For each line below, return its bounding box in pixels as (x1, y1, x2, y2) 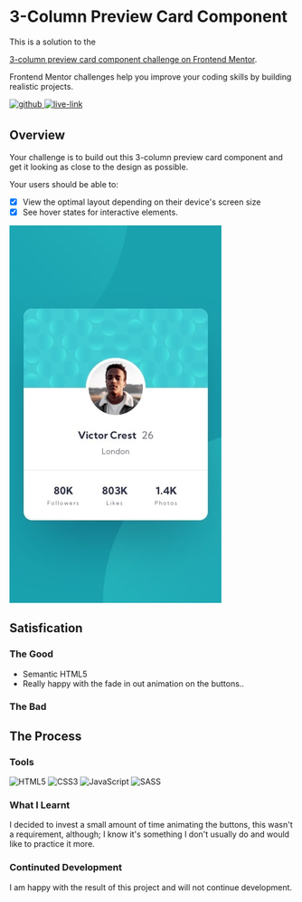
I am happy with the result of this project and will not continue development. (9, 881, 292, 893)
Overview (9, 128, 66, 143)
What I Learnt (9, 799, 71, 811)
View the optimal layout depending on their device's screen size (22, 197, 261, 207)
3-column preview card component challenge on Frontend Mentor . (9, 53, 258, 64)
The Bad (9, 700, 47, 713)
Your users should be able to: (9, 178, 119, 189)
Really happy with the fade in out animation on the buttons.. (22, 677, 244, 689)
